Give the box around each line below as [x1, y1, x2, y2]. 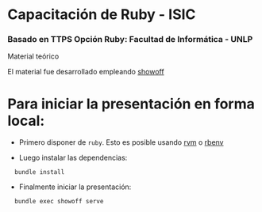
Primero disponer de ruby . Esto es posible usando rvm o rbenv [18, 138, 224, 147]
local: [7, 112, 45, 130]
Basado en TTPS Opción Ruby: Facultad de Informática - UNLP [7, 34, 253, 45]
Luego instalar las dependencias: [18, 153, 128, 163]
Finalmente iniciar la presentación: [18, 182, 132, 191]
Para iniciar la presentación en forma [7, 95, 256, 112]
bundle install [14, 168, 65, 176]
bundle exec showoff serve [14, 198, 104, 206]
